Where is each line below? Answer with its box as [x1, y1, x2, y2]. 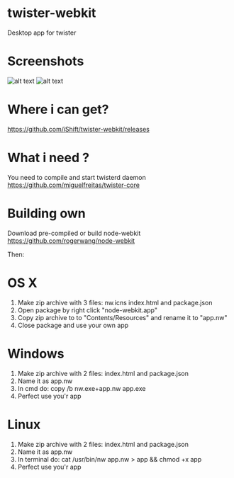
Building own [7, 205, 87, 221]
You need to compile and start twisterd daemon [7, 173, 147, 181]
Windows [7, 346, 65, 362]
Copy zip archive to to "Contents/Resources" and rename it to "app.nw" [17, 313, 228, 321]
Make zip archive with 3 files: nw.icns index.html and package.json [17, 298, 213, 307]
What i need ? [7, 150, 90, 166]
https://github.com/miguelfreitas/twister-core [7, 181, 140, 189]
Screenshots [7, 53, 84, 69]
